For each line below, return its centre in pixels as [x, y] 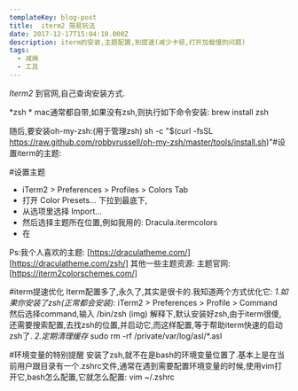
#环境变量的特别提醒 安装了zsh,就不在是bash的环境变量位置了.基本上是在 [143, 355]
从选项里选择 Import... [62, 211]
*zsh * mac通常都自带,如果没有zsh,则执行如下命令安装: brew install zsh [139, 112]
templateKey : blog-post [53, 17]
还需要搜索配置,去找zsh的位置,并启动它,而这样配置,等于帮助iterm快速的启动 [146, 325]
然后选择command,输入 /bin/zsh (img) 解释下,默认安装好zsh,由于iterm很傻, [145, 313]
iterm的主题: [39, 152]
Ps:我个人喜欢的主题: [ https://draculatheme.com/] [100, 252]
